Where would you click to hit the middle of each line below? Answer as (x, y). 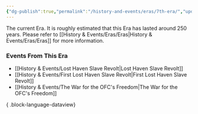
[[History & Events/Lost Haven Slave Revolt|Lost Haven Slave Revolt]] (99, 68)
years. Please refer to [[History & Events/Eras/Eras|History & (79, 34)
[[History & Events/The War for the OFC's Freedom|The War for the (96, 87)
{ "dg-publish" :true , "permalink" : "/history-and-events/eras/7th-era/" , (95, 11)
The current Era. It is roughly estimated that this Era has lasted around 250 (97, 28)
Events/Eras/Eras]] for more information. (55, 40)
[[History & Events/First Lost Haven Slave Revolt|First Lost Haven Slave (101, 74)
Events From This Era (37, 56)
